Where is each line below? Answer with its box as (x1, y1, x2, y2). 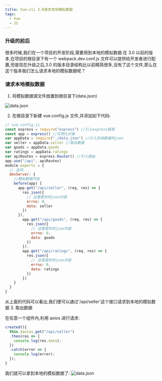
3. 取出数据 (10, 305, 33, 311)
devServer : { (9, 172, 36, 177)
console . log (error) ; (14, 352, 55, 357)
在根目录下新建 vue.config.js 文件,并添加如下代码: (12, 113, 111, 118)
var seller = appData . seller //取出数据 (5, 140, 85, 146)
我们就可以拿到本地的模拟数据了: (5, 370, 70, 376)
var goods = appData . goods (5, 145, 59, 150)
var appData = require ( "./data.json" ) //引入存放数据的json (5, 136, 124, 141)
